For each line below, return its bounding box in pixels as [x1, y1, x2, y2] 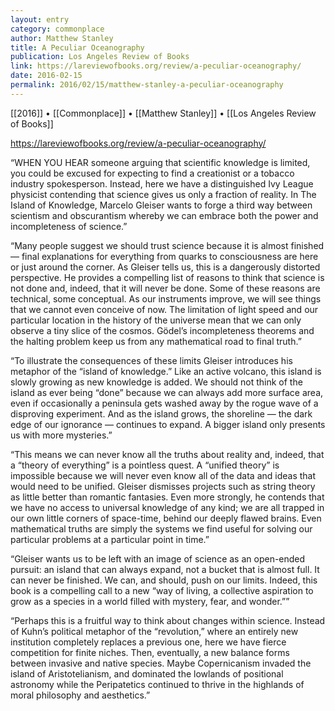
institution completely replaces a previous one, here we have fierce [10, 636, 287, 648]
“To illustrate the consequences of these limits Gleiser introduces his [10, 354, 293, 366]
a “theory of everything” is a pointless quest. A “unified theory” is [10, 459, 280, 471]
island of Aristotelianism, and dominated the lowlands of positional [10, 667, 284, 680]
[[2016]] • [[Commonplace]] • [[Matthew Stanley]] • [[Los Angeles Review [10, 107, 317, 119]
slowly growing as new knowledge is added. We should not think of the [10, 376, 303, 388]
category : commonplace [10, 24, 105, 34]
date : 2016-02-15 [10, 71, 83, 81]
